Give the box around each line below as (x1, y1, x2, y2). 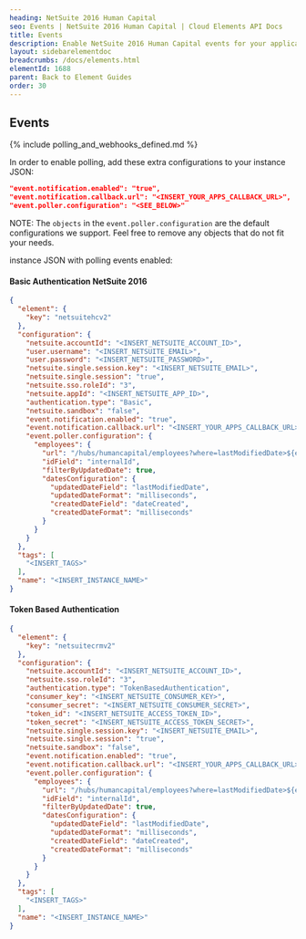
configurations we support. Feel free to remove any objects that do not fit (9, 227, 285, 238)
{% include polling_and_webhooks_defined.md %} (9, 139, 199, 151)
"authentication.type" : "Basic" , (25, 398, 153, 407)
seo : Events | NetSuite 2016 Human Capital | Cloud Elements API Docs (9, 22, 283, 31)
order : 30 (9, 81, 47, 90)
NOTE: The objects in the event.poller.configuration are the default (9, 218, 270, 229)
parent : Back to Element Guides (9, 73, 132, 82)
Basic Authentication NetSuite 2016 (9, 276, 148, 287)
